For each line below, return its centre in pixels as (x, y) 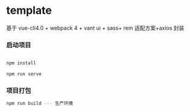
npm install (21, 63)
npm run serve (24, 74)
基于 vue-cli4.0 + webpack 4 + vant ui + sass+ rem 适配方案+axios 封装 (95, 28)
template (29, 11)
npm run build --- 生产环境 (40, 104)
